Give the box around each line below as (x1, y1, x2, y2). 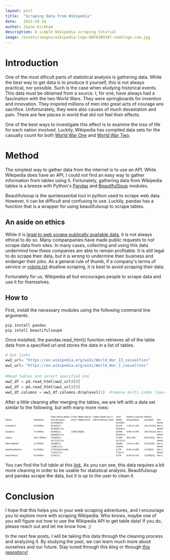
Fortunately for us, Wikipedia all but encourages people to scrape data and (5, 273, 161, 279)
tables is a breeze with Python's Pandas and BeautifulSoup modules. (5, 183, 149, 189)
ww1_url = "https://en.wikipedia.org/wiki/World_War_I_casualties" (5, 363, 148, 368)
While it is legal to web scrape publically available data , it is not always (5, 231, 152, 237)
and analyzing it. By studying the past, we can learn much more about (5, 539, 151, 545)
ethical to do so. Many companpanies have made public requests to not (5, 237, 154, 243)
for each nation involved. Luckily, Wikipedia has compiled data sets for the (5, 126, 160, 133)
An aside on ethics (5, 218, 65, 227)
